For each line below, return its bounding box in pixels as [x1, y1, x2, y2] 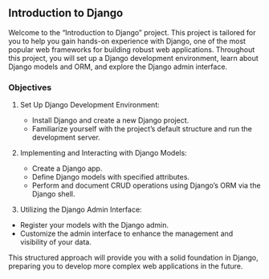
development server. [31, 132, 100, 143]
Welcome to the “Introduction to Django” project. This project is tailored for [8, 27, 256, 37]
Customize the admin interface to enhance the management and [19, 228, 234, 239]
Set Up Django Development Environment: [19, 100, 161, 110]
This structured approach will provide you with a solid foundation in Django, [8, 253, 259, 263]
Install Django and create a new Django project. [31, 115, 190, 125]
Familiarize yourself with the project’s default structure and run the [31, 124, 253, 134]
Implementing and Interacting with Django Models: [19, 148, 187, 158]
